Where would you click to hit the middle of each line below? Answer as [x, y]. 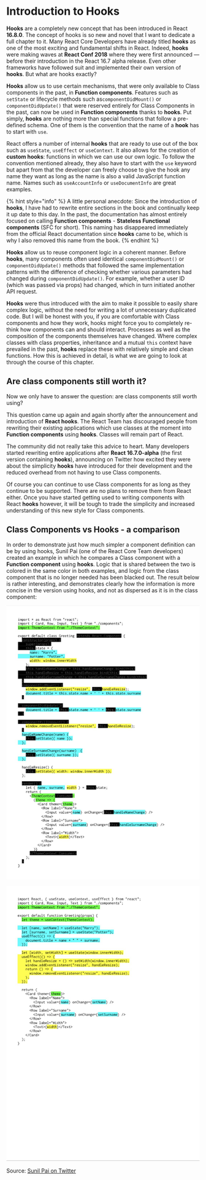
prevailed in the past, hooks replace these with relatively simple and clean [100, 349]
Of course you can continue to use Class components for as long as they [98, 484]
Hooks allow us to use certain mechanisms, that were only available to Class [103, 86]
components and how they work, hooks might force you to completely [95, 323]
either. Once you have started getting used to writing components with [96, 497]
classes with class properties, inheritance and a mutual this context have [99, 342]
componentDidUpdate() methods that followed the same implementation [96, 265]
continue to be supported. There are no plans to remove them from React [99, 490]
